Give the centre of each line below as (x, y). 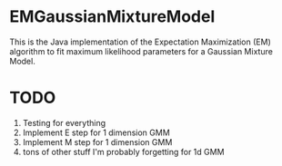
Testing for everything (64, 122)
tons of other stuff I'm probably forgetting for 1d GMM (123, 151)
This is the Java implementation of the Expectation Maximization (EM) (140, 42)
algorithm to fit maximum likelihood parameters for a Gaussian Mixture (141, 51)
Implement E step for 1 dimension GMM (96, 132)
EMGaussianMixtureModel (112, 17)
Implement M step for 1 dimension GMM (97, 142)
